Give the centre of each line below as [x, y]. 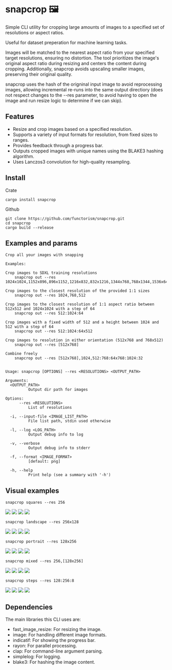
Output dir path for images [58, 390]
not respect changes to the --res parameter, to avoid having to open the [81, 95]
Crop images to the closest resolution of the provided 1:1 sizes [78, 291]
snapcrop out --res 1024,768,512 [50, 295]
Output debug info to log [56, 435]
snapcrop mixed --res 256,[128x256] [44, 561]
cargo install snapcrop [31, 200]
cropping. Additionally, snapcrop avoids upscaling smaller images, [75, 69]
